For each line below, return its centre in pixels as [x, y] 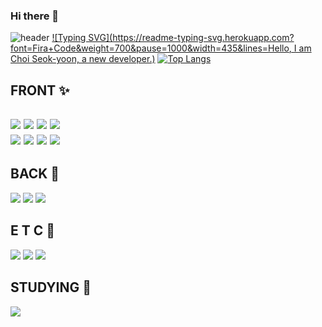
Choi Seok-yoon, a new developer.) [83, 59]
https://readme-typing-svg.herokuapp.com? [203, 38]
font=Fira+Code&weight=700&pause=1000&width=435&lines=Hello [150, 48]
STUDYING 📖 [51, 287]
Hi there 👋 [35, 16]
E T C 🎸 [33, 230]
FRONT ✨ [40, 90]
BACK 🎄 [35, 174]
